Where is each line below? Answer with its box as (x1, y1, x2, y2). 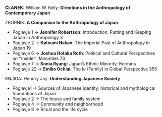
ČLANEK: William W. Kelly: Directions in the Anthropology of (5, 5, 131, 10)
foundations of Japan (12, 91, 56, 96)
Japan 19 (12, 45, 31, 51)
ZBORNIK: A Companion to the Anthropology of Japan (5, 20, 118, 25)
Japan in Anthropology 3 (12, 35, 63, 40)
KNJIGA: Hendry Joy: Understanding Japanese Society (5, 76, 120, 81)
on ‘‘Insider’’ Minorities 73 (12, 56, 65, 61)
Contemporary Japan (5, 10, 51, 16)
